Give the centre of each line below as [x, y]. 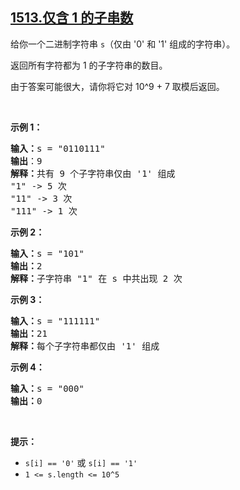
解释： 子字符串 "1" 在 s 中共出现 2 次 [96, 278]
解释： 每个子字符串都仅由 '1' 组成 [85, 346]
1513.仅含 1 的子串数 [72, 18]
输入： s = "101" [47, 253]
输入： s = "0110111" [58, 148]
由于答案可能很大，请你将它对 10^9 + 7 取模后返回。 [117, 86]
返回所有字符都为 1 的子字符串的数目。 [89, 65]
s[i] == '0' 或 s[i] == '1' [81, 462]
